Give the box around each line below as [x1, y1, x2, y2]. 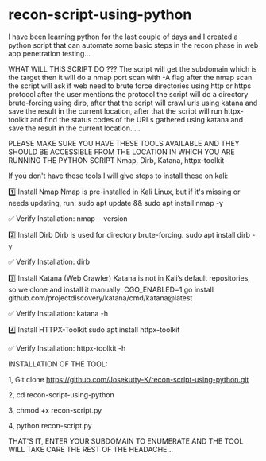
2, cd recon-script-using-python [8, 389, 115, 399]
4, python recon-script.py [8, 420, 93, 430]
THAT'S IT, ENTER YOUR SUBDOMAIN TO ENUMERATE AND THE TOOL [8, 436, 244, 446]
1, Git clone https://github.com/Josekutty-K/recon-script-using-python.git [8, 374, 249, 384]
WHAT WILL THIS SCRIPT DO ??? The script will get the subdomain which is [8, 64, 257, 73]
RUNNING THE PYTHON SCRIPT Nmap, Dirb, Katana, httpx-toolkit [8, 155, 225, 165]
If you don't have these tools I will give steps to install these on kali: [8, 171, 229, 180]
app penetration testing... [8, 48, 91, 58]
